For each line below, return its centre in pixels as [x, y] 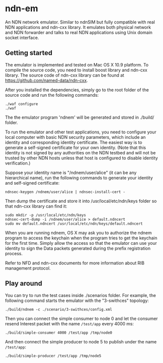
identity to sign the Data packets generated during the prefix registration [78, 248]
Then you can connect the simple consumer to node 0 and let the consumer [81, 319]
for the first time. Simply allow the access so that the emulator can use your [81, 243]
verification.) [18, 163]
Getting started [29, 53]
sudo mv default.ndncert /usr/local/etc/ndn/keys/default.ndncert [74, 224]
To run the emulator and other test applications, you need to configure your [81, 132]
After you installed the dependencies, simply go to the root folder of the [77, 90]
